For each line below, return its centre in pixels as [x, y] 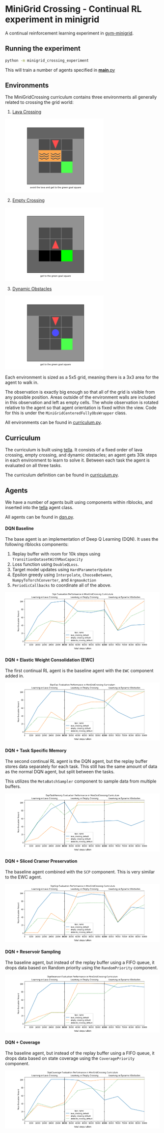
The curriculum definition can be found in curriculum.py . [62, 475]
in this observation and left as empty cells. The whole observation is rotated [82, 403]
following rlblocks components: [37, 545]
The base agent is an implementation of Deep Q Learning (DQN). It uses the [82, 539]
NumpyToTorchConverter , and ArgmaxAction [54, 580]
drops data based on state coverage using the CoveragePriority [70, 1058]
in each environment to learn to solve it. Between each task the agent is [77, 460]
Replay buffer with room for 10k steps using [56, 554]
